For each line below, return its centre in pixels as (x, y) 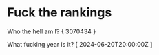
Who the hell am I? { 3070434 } (52, 31)
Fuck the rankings (60, 13)
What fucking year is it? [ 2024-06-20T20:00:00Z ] (80, 44)
